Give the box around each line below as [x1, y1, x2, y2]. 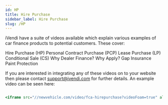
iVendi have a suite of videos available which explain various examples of [5, 35, 156, 41]
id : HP [5, 7, 19, 12]
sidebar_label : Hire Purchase [5, 16, 68, 21]
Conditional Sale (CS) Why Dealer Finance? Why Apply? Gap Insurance [5, 55, 151, 61]
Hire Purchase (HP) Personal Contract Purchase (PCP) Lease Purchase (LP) [5, 50, 161, 56]
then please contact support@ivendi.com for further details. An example [5, 75, 154, 81]
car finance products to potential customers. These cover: [5, 40, 125, 46]
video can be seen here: [5, 81, 55, 87]
